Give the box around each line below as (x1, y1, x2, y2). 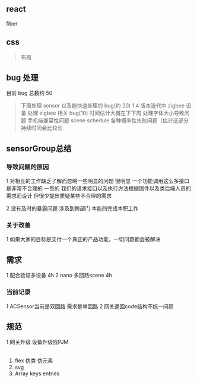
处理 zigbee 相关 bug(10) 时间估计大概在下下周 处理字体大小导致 (27, 109, 185, 117)
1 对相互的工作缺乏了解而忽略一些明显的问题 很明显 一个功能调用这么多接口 (6, 178, 190, 185)
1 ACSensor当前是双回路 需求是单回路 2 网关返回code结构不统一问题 (6, 302, 174, 310)
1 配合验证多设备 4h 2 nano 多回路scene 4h (6, 272, 113, 279)
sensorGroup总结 (6, 143, 72, 153)
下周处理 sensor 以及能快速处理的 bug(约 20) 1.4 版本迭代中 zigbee (20, 102, 185, 109)
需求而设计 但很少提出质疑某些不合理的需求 (6, 192, 112, 200)
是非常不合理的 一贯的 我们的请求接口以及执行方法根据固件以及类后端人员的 (6, 185, 191, 192)
